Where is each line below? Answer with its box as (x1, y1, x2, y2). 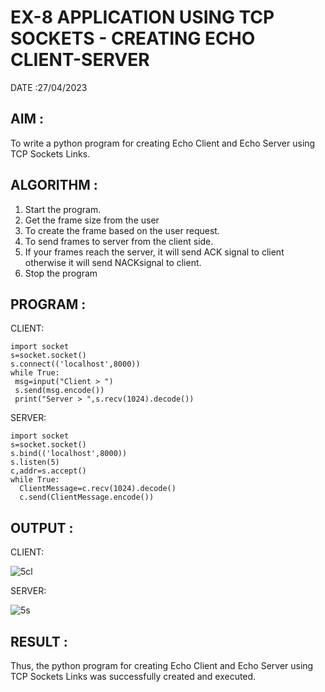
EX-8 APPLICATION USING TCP (10, 6, 275, 29)
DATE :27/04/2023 (10, 81, 88, 93)
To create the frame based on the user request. (24, 224, 220, 236)
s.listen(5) (10, 457, 60, 468)
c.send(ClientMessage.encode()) (19, 492, 155, 503)
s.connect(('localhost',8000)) (10, 359, 141, 370)
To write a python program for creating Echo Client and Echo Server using (10, 137, 316, 149)
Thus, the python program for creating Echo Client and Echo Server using (10, 660, 314, 671)
